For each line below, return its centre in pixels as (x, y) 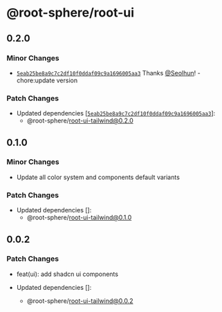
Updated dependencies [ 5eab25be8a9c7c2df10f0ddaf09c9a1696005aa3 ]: (116, 113)
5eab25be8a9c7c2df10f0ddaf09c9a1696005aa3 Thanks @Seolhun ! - (109, 73)
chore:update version (47, 80)
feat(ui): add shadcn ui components (67, 274)
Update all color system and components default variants (98, 177)
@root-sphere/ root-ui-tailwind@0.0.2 (80, 301)
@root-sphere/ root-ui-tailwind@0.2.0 (80, 121)
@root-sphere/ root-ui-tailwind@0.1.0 (79, 218)
